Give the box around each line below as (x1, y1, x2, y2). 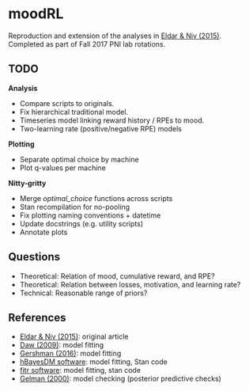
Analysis (8, 83, 38, 93)
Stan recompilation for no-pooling (19, 202, 130, 211)
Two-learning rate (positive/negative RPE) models (19, 123, 182, 133)
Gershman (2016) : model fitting (19, 349, 122, 359)
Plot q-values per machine (19, 163, 107, 173)
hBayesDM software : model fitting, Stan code (19, 357, 168, 366)
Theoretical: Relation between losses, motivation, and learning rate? (19, 279, 241, 289)
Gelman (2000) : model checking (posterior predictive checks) (19, 374, 221, 384)
